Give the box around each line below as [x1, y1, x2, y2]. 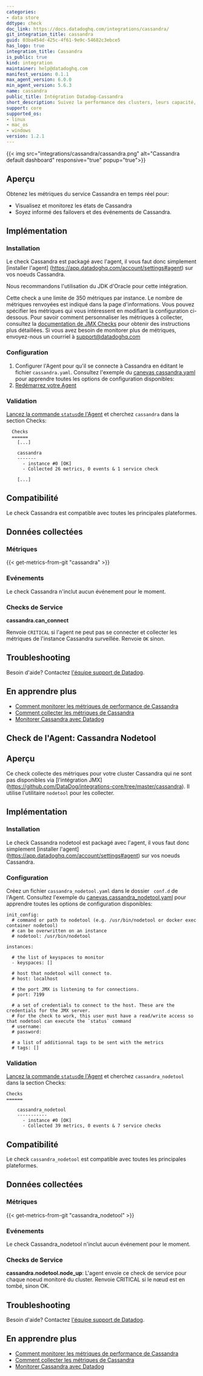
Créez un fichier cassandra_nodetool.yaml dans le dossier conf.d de [6, 887, 178, 894]
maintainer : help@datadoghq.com [6, 65, 88, 72]
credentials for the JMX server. [6, 1007, 91, 1014]
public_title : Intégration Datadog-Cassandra [6, 94, 123, 100]
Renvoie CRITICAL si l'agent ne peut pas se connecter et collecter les [6, 628, 178, 636]
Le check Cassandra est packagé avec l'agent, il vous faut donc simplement [6, 258, 197, 265]
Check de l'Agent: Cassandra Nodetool [6, 733, 156, 743]
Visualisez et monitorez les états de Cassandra [15, 202, 132, 209]
